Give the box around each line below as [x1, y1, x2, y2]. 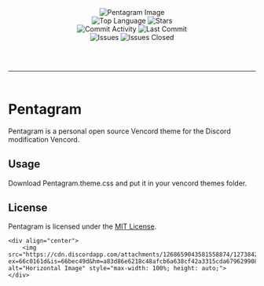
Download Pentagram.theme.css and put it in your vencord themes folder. [8, 178, 247, 188]
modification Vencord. [8, 134, 80, 144]
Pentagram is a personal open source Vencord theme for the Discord [8, 126, 231, 136]
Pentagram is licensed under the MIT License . [8, 222, 157, 231]
